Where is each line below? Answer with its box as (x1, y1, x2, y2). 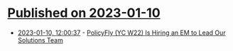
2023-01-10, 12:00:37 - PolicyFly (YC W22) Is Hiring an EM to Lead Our (17, 28, 226, 37)
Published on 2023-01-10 (7, 5, 161, 21)
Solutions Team (17, 35, 64, 44)
